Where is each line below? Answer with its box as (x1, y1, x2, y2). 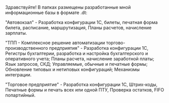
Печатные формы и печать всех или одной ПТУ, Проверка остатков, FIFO (5, 87, 164, 92)
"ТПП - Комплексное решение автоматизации (5, 40, 105, 46)
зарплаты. (5, 30, 27, 36)
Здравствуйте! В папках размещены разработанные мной (5, 5, 131, 10)
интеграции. (5, 72, 32, 77)
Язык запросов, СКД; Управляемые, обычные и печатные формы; (5, 61, 148, 67)
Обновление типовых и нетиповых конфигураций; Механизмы (5, 66, 140, 72)
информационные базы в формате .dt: (5, 10, 87, 16)
